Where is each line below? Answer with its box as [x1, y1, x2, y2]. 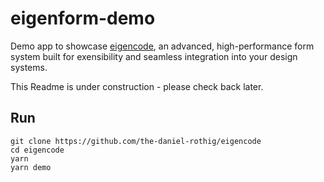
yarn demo [10, 162, 52, 172]
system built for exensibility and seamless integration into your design [10, 50, 298, 62]
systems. [10, 61, 48, 73]
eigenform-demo [10, 7, 156, 30]
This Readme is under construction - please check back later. [10, 80, 264, 92]
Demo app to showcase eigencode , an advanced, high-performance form [10, 40, 315, 52]
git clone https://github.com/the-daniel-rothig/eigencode [10, 136, 262, 146]
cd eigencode [10, 145, 65, 155]
